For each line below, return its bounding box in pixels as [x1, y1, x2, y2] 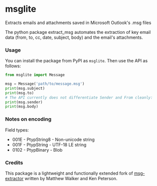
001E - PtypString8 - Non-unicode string [12, 136, 95, 142]
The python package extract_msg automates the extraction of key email [5, 29, 151, 35]
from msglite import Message [5, 73, 65, 78]
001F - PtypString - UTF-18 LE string [12, 141, 87, 148]
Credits [5, 159, 23, 166]
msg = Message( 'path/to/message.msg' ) [5, 81, 85, 86]
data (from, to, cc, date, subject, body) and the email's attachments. [5, 34, 143, 40]
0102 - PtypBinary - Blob [12, 147, 63, 153]
